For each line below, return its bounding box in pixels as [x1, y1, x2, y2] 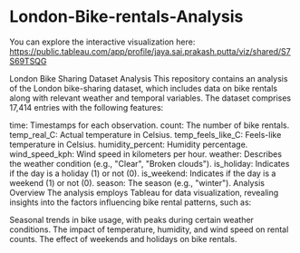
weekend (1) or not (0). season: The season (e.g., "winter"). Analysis [9, 177, 266, 188]
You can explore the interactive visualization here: [9, 36, 196, 47]
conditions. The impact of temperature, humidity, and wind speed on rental [9, 224, 289, 235]
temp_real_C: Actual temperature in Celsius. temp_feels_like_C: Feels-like [9, 129, 282, 140]
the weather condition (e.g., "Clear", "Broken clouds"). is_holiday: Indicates [9, 158, 290, 169]
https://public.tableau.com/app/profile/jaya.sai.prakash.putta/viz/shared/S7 [9, 45, 292, 56]
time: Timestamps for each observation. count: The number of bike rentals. [9, 120, 290, 131]
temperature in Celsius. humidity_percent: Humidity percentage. [9, 139, 248, 150]
